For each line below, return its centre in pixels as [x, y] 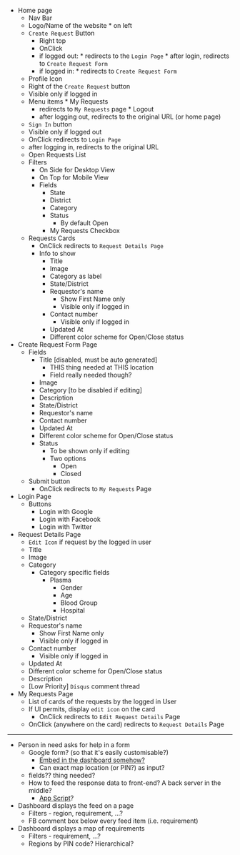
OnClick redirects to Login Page [75, 139]
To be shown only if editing [90, 451]
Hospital [73, 610]
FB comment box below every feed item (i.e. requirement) [113, 821]
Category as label [76, 276]
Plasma [60, 580]
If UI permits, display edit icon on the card [92, 709]
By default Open [84, 223]
